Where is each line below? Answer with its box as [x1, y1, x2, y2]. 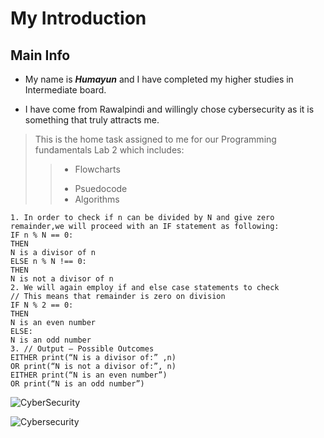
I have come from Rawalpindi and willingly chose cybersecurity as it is [24, 103, 315, 115]
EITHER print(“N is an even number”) [10, 370, 168, 380]
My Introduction [10, 7, 147, 30]
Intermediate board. [24, 84, 107, 96]
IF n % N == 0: [10, 230, 74, 240]
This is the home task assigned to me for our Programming [34, 133, 277, 145]
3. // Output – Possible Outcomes [10, 344, 155, 354]
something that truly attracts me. [24, 114, 160, 126]
